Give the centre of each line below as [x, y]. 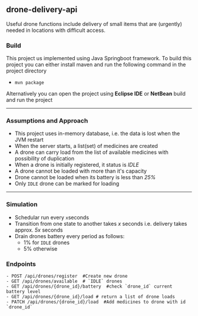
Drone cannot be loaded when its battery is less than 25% [85, 177]
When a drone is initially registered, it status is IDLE [77, 165]
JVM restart [29, 140]
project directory [27, 71]
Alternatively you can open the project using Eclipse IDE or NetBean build [96, 94]
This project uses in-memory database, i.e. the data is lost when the [97, 134]
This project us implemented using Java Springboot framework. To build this [99, 58]
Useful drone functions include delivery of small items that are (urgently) [94, 24]
